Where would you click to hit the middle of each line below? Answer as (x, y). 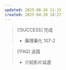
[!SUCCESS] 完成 (35, 30)
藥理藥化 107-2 (40, 41)
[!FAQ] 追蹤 (29, 51)
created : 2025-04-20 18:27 (33, 15)
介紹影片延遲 (38, 62)
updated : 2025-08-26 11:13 (33, 10)
